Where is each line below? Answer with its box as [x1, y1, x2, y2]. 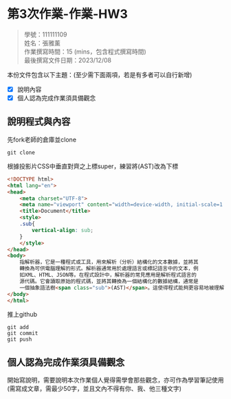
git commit [7, 330, 38, 337]
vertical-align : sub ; [32, 227, 94, 233]
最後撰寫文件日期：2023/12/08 [23, 56, 112, 64]
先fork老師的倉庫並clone [7, 135, 77, 144]
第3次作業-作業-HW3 [7, 6, 129, 22]
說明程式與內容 [7, 116, 71, 128]
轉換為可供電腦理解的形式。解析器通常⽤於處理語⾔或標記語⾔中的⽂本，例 [19, 265, 199, 272]
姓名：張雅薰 [23, 38, 60, 47]
